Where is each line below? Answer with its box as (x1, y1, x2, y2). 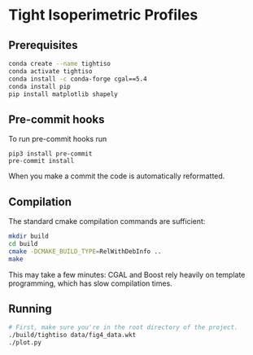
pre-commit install (8, 157, 75, 165)
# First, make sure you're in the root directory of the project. (8, 323, 238, 331)
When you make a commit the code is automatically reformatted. (8, 171, 225, 181)
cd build (8, 239, 38, 248)
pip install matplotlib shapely (8, 90, 118, 99)
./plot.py (8, 339, 42, 347)
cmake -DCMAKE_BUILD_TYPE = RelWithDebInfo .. (8, 247, 162, 256)
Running (8, 301, 53, 315)
